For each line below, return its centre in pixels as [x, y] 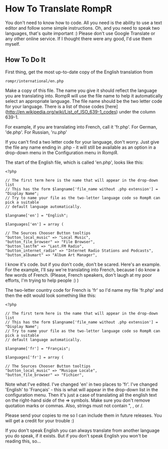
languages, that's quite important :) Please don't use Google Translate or [80, 33]
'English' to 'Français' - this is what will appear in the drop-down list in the [82, 389]
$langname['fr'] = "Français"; [38, 349]
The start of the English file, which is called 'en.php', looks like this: [74, 162]
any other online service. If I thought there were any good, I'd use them [78, 39]
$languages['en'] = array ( [35, 224]
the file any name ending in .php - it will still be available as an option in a [81, 147]
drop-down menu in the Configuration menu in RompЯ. [62, 152]
